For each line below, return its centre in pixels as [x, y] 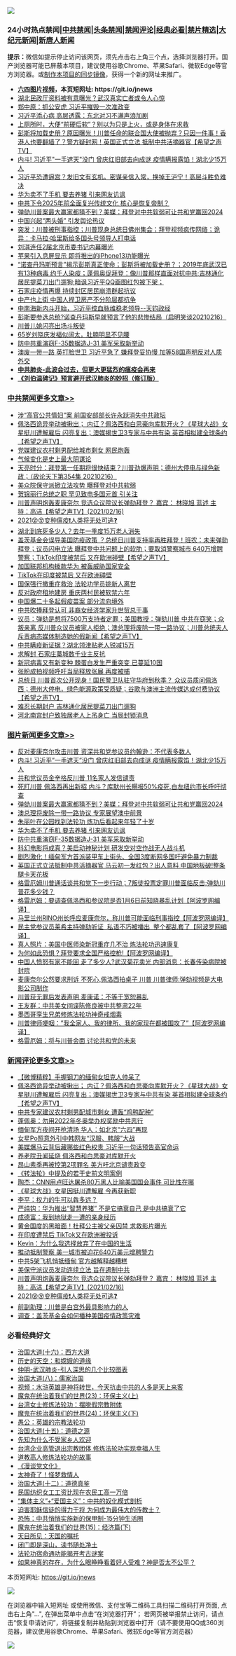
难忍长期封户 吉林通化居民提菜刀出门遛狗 [77, 706]
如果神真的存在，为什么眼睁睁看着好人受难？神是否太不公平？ [106, 1562]
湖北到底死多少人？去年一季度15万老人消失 [79, 531]
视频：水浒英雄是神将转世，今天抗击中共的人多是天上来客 [100, 1387]
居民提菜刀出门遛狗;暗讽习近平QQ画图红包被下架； [91, 282]
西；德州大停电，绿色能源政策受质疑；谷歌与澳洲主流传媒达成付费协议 [119, 689]
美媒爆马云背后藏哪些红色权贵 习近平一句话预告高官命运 [98, 1147]
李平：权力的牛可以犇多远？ [57, 1200]
